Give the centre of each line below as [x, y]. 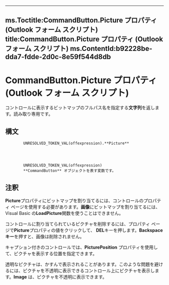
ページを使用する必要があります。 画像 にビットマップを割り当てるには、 [86, 207]
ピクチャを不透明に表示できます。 [72, 277]
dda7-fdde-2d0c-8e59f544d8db [58, 57]
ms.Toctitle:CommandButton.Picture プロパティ [81, 20]
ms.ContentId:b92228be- [111, 49]
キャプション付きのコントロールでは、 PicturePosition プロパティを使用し [82, 247]
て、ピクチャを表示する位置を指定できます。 [51, 253]
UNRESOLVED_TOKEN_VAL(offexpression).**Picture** [76, 144]
